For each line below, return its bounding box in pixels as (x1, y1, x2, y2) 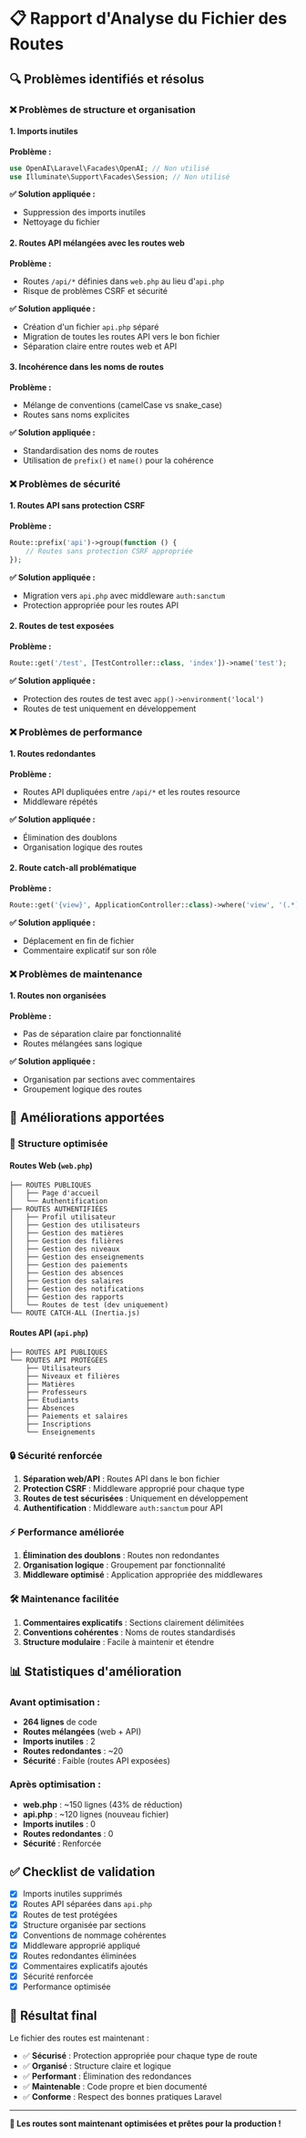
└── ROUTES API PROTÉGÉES (9, 1356, 107, 1365)
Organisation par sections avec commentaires (22, 1074, 196, 1085)
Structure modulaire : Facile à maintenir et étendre (22, 1636, 215, 1647)
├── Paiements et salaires (25, 1411, 128, 1420)
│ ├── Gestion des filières (9, 1236, 125, 1245)
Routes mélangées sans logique (22, 1038, 143, 1049)
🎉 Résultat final (9, 2008, 97, 2024)
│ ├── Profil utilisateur (9, 1212, 117, 1221)
